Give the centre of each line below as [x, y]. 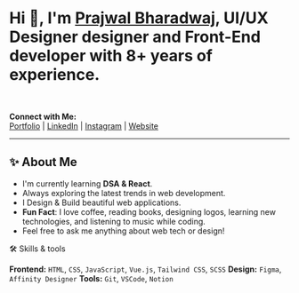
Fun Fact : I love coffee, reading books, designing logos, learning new [149, 211]
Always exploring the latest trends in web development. [124, 193]
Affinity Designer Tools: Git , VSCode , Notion [91, 278]
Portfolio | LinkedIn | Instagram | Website [84, 126]
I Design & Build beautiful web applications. [101, 202]
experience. [55, 75]
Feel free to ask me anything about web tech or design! [123, 231]
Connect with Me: [43, 116]
